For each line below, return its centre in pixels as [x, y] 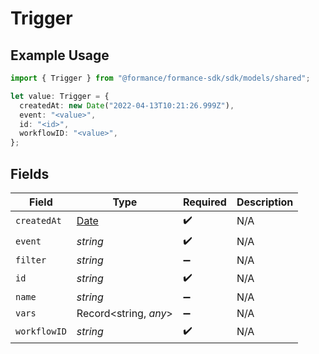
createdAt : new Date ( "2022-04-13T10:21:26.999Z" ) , [127, 105]
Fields [30, 173]
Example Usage [60, 55]
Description [265, 202]
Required [204, 202]
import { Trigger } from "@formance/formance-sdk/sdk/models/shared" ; [160, 78]
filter [31, 260]
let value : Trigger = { [60, 96]
